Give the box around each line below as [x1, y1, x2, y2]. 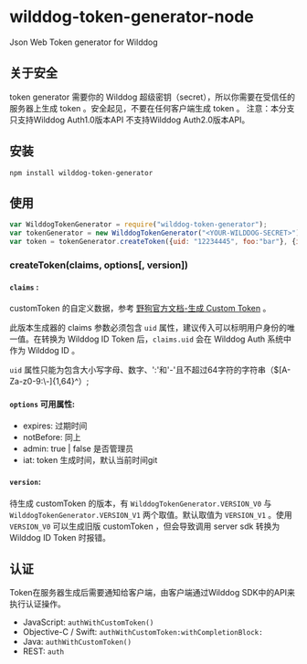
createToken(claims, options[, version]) [9, 258, 189, 271]
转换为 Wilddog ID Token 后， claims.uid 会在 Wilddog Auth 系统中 [40, 333, 292, 344]
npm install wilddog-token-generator [9, 168, 153, 177]
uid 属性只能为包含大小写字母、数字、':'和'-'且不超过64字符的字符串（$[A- [9, 364, 291, 375]
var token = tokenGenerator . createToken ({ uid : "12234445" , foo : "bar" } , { [9, 237, 297, 247]
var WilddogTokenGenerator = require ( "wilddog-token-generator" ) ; [9, 220, 268, 229]
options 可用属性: [9, 398, 76, 409]
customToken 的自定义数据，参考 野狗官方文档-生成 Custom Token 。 [9, 303, 271, 314]
